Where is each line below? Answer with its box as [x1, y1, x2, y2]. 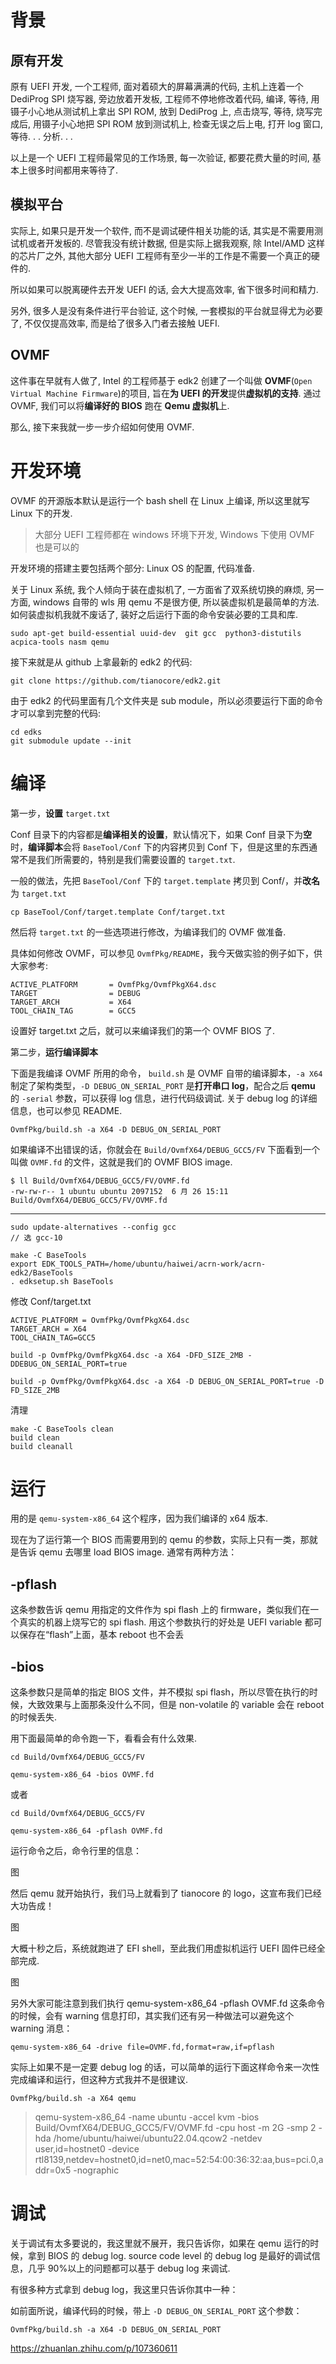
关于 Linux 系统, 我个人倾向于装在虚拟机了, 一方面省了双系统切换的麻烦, [10, 583, 305, 595]
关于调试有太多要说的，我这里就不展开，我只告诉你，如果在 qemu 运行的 [10, 2237, 311, 2249]
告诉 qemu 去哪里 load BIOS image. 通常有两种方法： [18, 1546, 238, 1558]
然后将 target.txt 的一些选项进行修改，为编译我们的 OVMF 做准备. [10, 926, 287, 938]
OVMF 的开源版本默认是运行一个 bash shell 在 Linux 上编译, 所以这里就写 [10, 494, 310, 506]
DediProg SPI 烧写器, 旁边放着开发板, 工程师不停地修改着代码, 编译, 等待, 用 [10, 93, 320, 105]
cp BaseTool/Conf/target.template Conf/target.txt [10, 907, 226, 917]
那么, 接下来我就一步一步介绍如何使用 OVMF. [10, 421, 195, 433]
